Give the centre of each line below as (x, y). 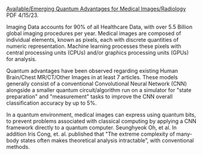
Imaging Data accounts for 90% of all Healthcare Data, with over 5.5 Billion (99, 27)
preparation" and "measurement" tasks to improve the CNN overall (90, 97)
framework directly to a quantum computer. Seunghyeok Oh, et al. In (92, 127)
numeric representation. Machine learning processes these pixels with (94, 46)
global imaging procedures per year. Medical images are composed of (94, 33)
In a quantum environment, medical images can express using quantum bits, (101, 115)
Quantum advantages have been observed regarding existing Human (92, 71)
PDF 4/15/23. (23, 15)
